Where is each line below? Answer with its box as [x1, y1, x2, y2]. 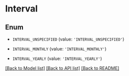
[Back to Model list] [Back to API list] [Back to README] [5, 65, 120, 71]
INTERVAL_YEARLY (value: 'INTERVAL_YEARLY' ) [12, 55, 102, 61]
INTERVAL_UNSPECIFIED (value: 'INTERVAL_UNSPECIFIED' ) [12, 36, 125, 42]
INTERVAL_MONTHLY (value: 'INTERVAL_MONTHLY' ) [12, 46, 107, 51]
